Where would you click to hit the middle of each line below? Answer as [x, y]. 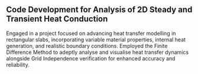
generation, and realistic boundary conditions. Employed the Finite [87, 46]
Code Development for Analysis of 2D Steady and [99, 10]
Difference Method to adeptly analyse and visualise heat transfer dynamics [98, 52]
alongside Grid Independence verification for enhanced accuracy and [91, 58]
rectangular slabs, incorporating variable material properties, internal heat [96, 39]
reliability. [18, 65]
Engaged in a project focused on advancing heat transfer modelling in [91, 33]
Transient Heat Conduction [57, 19]
